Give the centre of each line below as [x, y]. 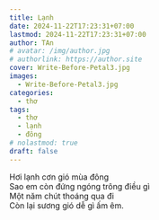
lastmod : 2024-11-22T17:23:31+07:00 [78, 34]
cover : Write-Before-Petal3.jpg [70, 68]
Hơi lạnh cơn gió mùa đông [59, 177]
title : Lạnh [31, 18]
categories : [31, 92]
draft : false [34, 151]
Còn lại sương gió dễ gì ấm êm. [66, 205]
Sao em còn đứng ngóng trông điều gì [79, 186]
